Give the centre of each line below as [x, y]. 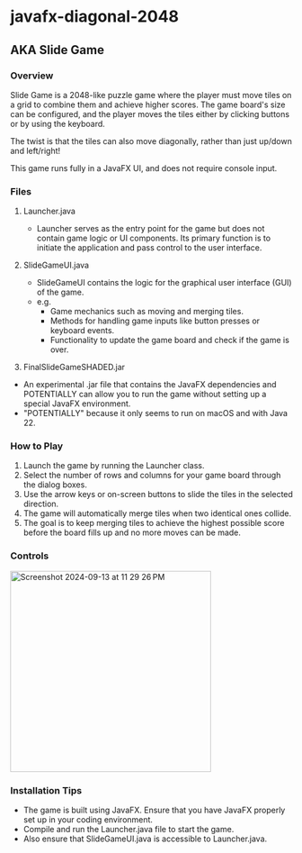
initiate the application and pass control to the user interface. [149, 248]
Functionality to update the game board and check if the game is [170, 340]
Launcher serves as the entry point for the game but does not [151, 229]
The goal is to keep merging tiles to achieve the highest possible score [154, 523]
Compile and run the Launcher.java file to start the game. [129, 830]
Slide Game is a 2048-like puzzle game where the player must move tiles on [151, 95]
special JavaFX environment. [77, 404]
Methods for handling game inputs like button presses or [155, 321]
